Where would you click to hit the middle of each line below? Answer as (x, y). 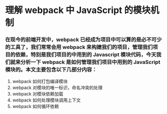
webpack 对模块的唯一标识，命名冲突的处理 (57, 87)
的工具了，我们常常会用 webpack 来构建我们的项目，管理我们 (79, 47)
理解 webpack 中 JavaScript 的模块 (78, 10)
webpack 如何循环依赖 (35, 106)
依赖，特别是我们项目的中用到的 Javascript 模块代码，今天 (86, 54)
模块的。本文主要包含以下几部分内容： (51, 69)
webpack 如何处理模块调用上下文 (46, 100)
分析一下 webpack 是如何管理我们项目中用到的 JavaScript (90, 62)
